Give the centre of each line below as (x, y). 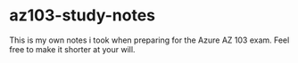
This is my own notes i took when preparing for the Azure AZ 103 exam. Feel (149, 40)
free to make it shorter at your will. (72, 49)
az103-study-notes (83, 16)
